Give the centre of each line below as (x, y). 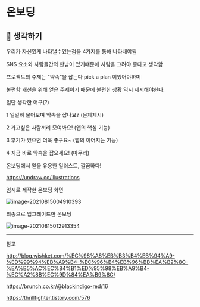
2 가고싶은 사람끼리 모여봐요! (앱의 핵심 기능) (58, 128)
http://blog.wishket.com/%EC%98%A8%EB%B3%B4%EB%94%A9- (91, 256)
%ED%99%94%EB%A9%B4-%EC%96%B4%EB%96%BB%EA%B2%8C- (97, 262)
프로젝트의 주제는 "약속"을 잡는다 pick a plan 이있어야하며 (74, 77)
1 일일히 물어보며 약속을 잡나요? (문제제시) (55, 115)
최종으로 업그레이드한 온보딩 (39, 214)
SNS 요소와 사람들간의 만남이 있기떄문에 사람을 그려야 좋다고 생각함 (85, 64)
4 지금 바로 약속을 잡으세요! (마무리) (48, 153)
